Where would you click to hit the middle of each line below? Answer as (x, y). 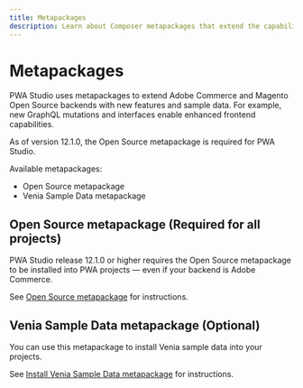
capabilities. (32, 125)
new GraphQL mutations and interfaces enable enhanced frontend (133, 115)
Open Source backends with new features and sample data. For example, (146, 106)
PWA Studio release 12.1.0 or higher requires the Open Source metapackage (150, 260)
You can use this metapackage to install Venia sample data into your (136, 347)
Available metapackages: (56, 169)
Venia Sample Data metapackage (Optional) (135, 325)
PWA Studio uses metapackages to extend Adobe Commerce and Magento (149, 96)
